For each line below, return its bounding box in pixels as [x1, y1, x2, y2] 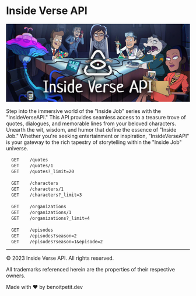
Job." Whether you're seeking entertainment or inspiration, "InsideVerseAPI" [6, 132, 190, 139]
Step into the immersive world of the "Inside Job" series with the [6, 107, 162, 115]
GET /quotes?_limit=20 [11, 168, 75, 174]
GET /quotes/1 [11, 163, 54, 168]
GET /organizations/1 [11, 209, 72, 215]
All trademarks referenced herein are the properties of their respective [6, 266, 175, 273]
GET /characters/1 [11, 186, 64, 192]
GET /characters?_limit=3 [11, 192, 82, 198]
